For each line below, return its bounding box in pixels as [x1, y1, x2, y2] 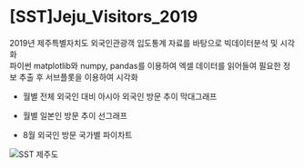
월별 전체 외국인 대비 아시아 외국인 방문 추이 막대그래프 [22, 91, 218, 102]
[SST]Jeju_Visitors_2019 [9, 6, 198, 27]
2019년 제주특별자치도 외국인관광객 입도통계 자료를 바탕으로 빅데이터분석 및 [9, 37, 279, 48]
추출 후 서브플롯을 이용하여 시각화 [18, 71, 138, 83]
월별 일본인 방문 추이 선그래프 [22, 110, 127, 121]
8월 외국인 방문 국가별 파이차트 [22, 129, 133, 140]
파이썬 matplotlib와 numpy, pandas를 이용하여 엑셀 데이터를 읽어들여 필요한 [9, 60, 281, 71]
